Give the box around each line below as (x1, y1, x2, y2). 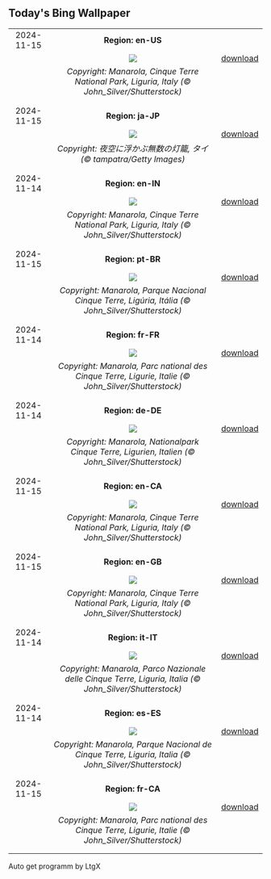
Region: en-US (103, 34, 162, 45)
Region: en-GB (103, 556, 163, 567)
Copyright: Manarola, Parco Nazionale (59, 663, 206, 674)
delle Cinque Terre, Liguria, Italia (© (65, 673, 202, 684)
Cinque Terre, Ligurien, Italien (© (70, 446, 195, 457)
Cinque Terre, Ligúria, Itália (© (75, 295, 191, 306)
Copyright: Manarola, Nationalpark (66, 436, 199, 447)
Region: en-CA (103, 480, 163, 492)
